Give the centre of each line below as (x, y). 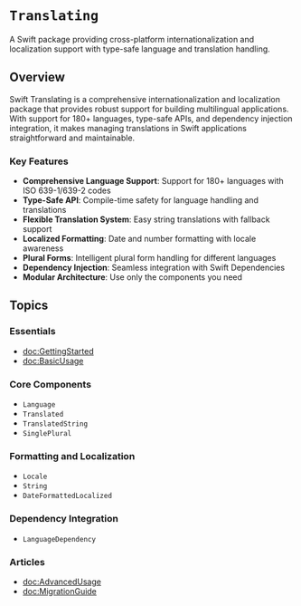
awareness (43, 248)
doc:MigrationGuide (60, 591)
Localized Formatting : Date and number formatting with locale (139, 239)
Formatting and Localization (72, 456)
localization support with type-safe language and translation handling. (140, 49)
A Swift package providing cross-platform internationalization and (132, 39)
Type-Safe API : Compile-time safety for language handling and (141, 200)
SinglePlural (47, 434)
